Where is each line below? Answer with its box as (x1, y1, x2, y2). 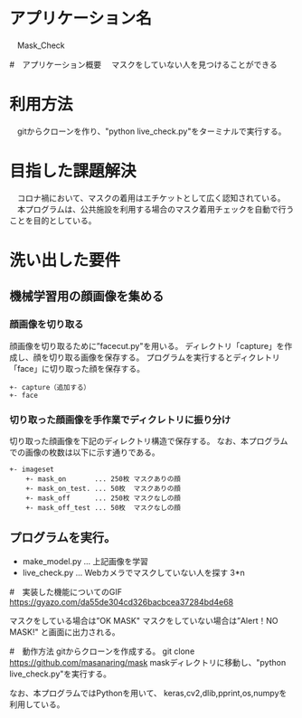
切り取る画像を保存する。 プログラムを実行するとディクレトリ (48, 352, 280, 363)
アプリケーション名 (9, 8, 152, 29)
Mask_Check (16, 40, 65, 51)
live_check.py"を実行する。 (9, 668, 111, 679)
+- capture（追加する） (9, 383, 90, 392)
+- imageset (9, 465, 54, 474)
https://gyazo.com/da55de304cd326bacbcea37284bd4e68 (9, 596, 233, 607)
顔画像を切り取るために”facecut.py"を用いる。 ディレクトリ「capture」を (9, 340, 285, 351)
